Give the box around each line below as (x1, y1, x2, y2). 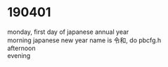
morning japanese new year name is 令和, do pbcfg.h (7, 36, 162, 44)
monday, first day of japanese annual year (7, 28, 129, 36)
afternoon (7, 44, 36, 52)
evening (7, 51, 31, 60)
